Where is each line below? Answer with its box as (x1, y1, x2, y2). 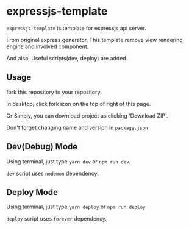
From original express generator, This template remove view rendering (6, 36, 183, 43)
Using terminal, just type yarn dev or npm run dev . (6, 157, 131, 165)
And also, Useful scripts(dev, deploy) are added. (6, 54, 128, 62)
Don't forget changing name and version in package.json (6, 124, 148, 131)
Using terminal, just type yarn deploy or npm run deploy (6, 203, 146, 211)
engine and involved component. (6, 43, 89, 50)
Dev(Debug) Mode (6, 141, 78, 152)
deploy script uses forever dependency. (6, 215, 107, 223)
